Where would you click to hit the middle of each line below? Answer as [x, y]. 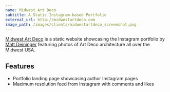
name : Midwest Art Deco [31, 10]
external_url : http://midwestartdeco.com [50, 20]
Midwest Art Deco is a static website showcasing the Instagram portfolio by [85, 39]
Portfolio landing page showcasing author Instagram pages [75, 79]
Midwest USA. [20, 50]
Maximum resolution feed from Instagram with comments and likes [83, 84]
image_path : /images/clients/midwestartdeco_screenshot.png [71, 24]
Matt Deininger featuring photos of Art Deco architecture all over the [78, 45]
